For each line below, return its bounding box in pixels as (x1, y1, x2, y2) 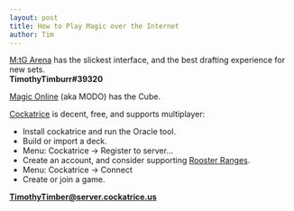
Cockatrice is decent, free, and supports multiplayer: (9, 109, 206, 120)
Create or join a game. (22, 174, 106, 185)
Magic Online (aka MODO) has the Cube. (9, 91, 161, 102)
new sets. (9, 64, 45, 75)
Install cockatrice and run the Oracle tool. (22, 126, 177, 137)
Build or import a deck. (22, 136, 108, 147)
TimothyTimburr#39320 (9, 74, 104, 85)
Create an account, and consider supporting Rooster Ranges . (22, 155, 251, 166)
